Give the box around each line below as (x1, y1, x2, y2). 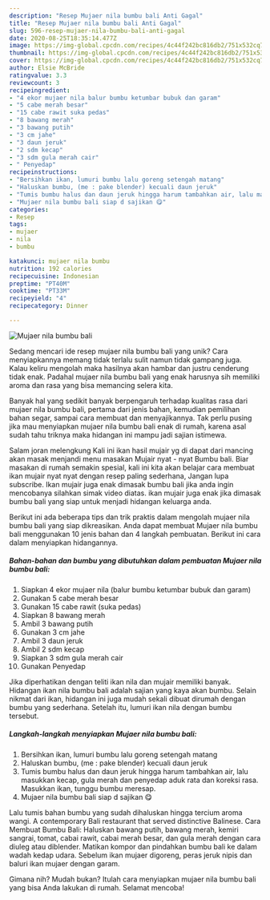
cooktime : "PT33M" (9, 287, 71, 295)
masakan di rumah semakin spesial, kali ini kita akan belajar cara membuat (9, 462, 255, 472)
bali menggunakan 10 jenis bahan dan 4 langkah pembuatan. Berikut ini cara (9, 529, 261, 539)
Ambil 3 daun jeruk (20, 636, 83, 645)
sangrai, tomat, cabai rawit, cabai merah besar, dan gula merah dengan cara (9, 833, 261, 842)
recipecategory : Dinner (9, 302, 89, 310)
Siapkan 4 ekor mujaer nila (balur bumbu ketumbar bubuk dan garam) (20, 584, 252, 594)
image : (9, 42, 31, 50)
